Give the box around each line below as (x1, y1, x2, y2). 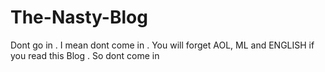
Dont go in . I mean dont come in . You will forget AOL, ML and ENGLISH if (10, 39, 315, 51)
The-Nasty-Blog (10, 6, 148, 29)
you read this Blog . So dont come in (10, 49, 160, 61)
